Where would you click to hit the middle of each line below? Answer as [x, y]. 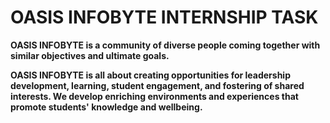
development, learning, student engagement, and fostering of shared [157, 85]
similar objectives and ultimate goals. [90, 55]
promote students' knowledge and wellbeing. [106, 107]
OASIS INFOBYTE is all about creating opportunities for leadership [150, 75]
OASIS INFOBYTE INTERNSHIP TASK [164, 17]
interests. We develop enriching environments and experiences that [154, 96]
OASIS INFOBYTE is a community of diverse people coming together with [165, 45]
